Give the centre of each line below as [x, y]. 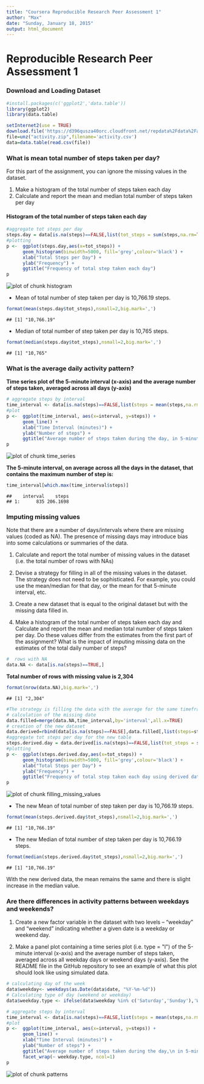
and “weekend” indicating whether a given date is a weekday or [95, 929]
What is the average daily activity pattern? [70, 368]
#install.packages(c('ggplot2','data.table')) [66, 103]
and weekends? [30, 908]
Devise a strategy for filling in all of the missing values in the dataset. [101, 573]
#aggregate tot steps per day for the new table [69, 738]
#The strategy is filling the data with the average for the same [92, 709]
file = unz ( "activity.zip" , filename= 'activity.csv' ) [72, 137]
